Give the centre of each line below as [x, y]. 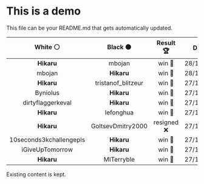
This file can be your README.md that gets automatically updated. [90, 28]
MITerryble [119, 159]
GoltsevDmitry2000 [119, 126]
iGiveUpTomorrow [47, 149]
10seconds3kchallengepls [47, 139]
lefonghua [119, 112]
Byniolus [47, 93]
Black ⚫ [119, 47]
